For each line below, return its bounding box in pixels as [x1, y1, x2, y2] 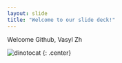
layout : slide [7, 10, 48, 17]
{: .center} [42, 49, 72, 57]
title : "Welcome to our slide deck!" [7, 16, 116, 23]
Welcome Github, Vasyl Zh [7, 35, 83, 43]
